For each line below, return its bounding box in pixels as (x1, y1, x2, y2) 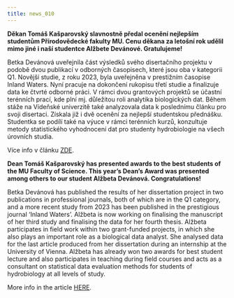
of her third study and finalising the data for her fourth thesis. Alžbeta (7, 218, 207, 226)
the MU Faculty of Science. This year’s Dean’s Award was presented (7, 166, 210, 175)
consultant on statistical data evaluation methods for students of (7, 262, 193, 270)
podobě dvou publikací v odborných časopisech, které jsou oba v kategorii (7, 65, 223, 73)
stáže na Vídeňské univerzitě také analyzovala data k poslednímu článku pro (7, 102, 227, 111)
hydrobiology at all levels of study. (7, 269, 106, 278)
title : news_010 (7, 10, 54, 17)
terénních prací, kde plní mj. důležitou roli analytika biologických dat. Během (7, 95, 226, 104)
